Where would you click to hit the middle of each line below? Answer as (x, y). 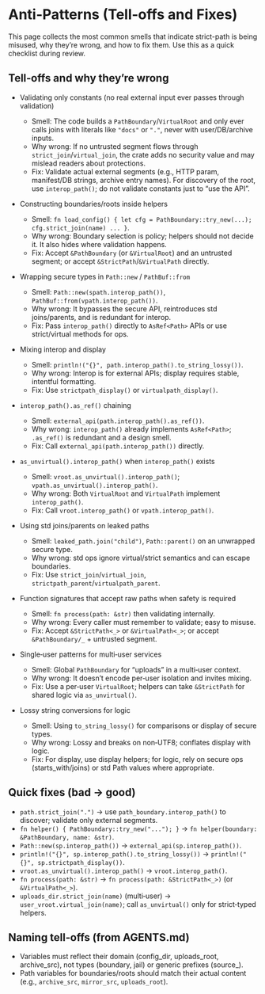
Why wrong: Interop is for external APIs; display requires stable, (135, 373)
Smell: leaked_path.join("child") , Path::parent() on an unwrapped (143, 541)
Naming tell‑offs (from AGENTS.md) (99, 937)
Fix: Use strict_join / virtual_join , (89, 574)
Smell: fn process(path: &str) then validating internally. (123, 613)
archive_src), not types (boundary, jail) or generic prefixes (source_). (131, 965)
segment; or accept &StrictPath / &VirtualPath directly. (120, 261)
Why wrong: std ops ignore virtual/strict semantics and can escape (141, 558)
